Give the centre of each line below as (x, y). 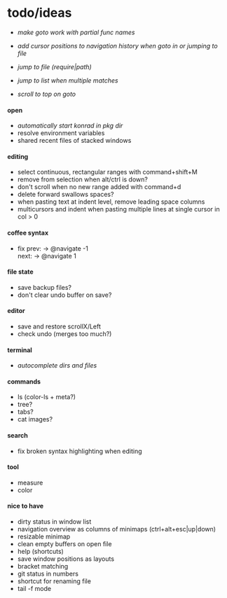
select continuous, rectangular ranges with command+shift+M (107, 172)
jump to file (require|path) (55, 67)
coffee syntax (28, 232)
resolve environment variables (61, 133)
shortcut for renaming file (54, 581)
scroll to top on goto (46, 94)
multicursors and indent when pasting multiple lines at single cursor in (118, 209)
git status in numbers (48, 573)
